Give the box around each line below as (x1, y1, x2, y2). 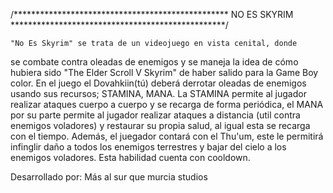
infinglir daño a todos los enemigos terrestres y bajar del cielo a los (10, 141, 287, 153)
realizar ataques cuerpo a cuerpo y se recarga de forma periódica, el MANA (10, 99, 324, 110)
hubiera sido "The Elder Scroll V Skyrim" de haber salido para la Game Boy (10, 67, 319, 78)
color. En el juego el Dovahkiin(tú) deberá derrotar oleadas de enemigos (10, 77, 307, 89)
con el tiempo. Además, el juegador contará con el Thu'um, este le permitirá (10, 130, 324, 142)
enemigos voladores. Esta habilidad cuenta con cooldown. (10, 152, 251, 163)
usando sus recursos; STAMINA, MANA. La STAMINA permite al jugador (10, 88, 307, 99)
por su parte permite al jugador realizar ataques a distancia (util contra (10, 109, 301, 121)
